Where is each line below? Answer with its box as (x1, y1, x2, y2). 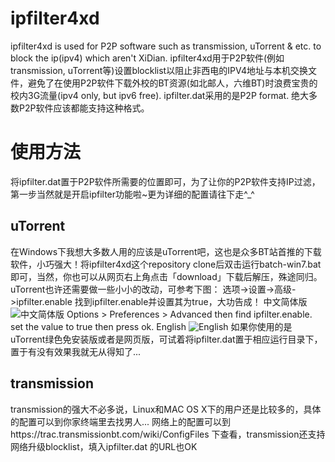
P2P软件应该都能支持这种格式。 (18, 102, 150, 114)
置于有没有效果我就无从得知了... (10, 345, 142, 357)
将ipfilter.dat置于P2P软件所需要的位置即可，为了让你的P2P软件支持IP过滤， (10, 175, 321, 187)
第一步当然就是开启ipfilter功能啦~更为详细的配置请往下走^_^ (10, 188, 255, 200)
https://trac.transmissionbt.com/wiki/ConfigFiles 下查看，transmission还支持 (10, 428, 326, 440)
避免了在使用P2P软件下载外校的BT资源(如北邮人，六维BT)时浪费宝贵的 (27, 77, 318, 89)
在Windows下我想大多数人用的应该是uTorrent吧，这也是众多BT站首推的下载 (10, 245, 322, 257)
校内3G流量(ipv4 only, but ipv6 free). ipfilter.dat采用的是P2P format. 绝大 (10, 89, 310, 101)
